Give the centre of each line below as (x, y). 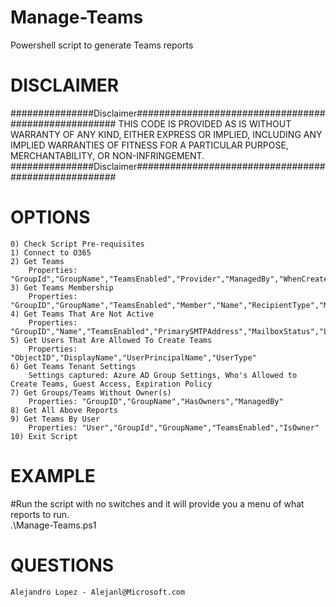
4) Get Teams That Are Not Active (82, 314)
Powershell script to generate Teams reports (102, 45)
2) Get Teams (37, 261)
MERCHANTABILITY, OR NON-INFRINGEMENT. (107, 155)
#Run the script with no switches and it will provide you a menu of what (157, 503)
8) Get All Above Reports (64, 410)
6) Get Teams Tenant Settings (73, 366)
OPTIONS (50, 217)
